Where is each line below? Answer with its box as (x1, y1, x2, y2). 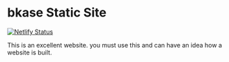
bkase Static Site (7, 5, 106, 21)
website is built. (7, 48, 52, 56)
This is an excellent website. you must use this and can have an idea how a (7, 41, 223, 49)
